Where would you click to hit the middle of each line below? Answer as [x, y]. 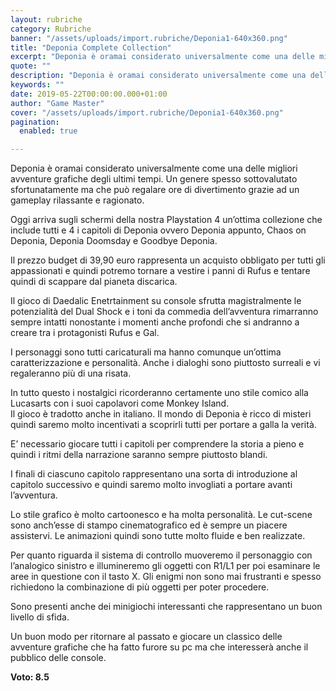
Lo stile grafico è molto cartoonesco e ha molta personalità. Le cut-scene [161, 515]
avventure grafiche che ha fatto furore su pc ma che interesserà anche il [159, 647]
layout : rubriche [46, 19]
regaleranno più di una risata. [71, 373]
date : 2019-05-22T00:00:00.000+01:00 [89, 94]
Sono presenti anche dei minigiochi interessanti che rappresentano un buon [166, 607]
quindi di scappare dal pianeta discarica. [94, 282]
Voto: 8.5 [30, 677]
